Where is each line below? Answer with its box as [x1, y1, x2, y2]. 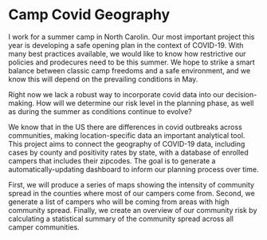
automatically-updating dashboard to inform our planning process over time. [8, 164, 259, 174]
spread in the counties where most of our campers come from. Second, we [8, 188, 255, 198]
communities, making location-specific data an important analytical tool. [8, 130, 245, 140]
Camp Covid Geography [8, 6, 171, 24]
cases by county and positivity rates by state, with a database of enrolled [8, 148, 249, 157]
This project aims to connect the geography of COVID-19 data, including [8, 139, 245, 148]
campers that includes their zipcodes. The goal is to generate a [8, 155, 216, 165]
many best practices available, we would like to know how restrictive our [8, 49, 246, 58]
